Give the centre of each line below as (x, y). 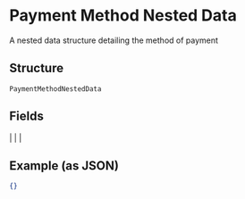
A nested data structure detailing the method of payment (114, 40)
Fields (27, 116)
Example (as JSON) (64, 166)
